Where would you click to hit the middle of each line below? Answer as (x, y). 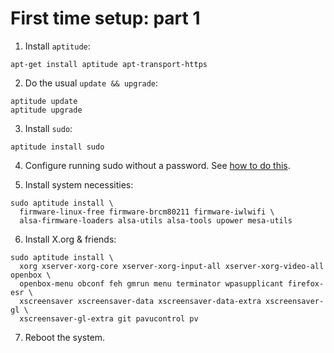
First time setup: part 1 (105, 18)
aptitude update (44, 101)
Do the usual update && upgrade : (91, 83)
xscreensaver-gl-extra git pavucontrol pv (109, 318)
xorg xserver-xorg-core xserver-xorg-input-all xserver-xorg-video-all (172, 266)
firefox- (306, 283)
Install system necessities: (79, 184)
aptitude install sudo (57, 147)
